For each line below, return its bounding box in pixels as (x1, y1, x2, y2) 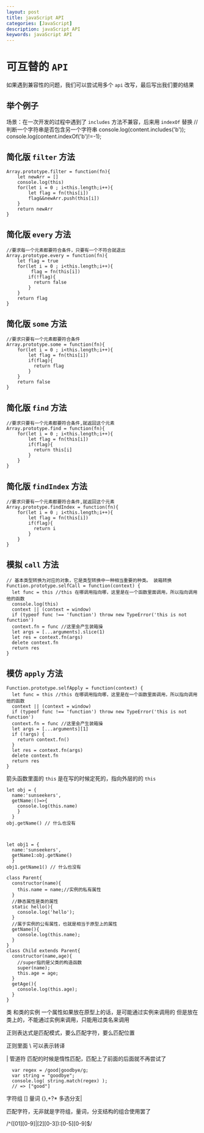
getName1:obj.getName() (12, 852, 72, 858)
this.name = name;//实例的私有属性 (17, 886, 101, 892)
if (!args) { (12, 731, 45, 737)
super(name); (17, 964, 51, 971)
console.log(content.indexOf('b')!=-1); (6, 133, 102, 140)
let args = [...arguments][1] (12, 726, 89, 732)
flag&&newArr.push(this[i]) (28, 195, 100, 202)
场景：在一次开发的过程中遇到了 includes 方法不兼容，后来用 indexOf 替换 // (6, 118, 199, 125)
